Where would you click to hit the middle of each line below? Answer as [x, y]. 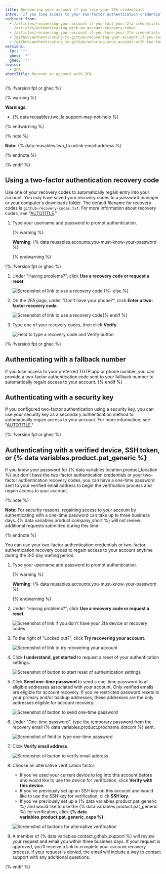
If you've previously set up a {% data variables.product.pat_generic [88, 801]
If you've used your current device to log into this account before [86, 775]
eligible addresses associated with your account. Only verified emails [83, 687]
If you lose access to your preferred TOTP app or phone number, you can [80, 371]
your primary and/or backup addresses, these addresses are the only [83, 698]
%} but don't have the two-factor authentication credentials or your [74, 475]
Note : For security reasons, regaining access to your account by [71, 510]
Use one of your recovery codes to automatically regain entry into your [77, 192]
